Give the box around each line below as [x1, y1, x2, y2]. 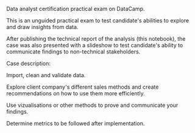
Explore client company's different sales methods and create [6, 83, 159, 90]
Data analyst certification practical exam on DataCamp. [6, 5, 145, 12]
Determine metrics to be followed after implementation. [6, 120, 145, 127]
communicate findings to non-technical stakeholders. [6, 48, 141, 55]
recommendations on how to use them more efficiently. [6, 90, 145, 97]
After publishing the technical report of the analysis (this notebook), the [6, 35, 186, 42]
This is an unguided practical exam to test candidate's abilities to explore [6, 17, 190, 24]
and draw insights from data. [6, 24, 79, 30]
